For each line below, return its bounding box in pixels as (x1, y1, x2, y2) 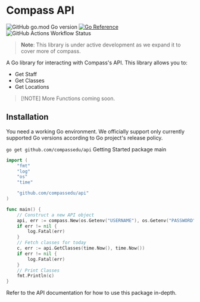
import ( (6, 157, 28, 163)
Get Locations (14, 83, 49, 90)
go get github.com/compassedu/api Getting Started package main (6, 145, 167, 152)
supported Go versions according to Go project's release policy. (6, 134, 163, 141)
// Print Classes (17, 267, 60, 273)
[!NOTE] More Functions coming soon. (20, 95, 115, 102)
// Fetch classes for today (17, 239, 86, 246)
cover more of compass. (20, 47, 82, 54)
